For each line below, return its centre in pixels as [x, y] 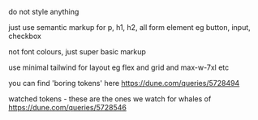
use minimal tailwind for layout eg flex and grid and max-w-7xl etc [119, 67]
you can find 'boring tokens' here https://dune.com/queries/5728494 [124, 83]
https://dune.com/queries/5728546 [68, 107]
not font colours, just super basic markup [77, 51]
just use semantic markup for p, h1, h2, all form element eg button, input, [130, 27]
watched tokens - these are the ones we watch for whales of [110, 99]
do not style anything [44, 12]
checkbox [25, 36]
